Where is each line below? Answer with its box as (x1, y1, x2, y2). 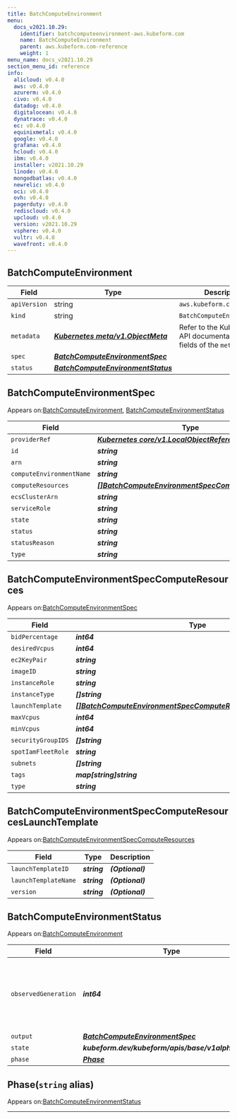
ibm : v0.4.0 (13, 155, 49, 163)
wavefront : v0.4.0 (13, 240, 68, 247)
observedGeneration (11, 990, 76, 998)
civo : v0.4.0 (13, 96, 52, 103)
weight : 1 (20, 50, 49, 57)
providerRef (11, 435, 51, 443)
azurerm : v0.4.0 (13, 89, 61, 96)
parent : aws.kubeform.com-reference (20, 43, 128, 50)
